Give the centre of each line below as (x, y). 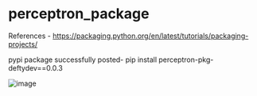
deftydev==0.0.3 (36, 67)
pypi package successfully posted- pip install (83, 60)
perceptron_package (79, 14)
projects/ (23, 44)
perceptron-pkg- (186, 60)
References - (30, 36)
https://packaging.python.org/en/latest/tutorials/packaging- (151, 36)
